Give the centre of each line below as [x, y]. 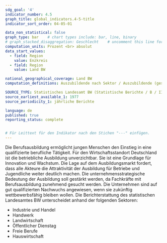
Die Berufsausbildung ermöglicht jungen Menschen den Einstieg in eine [78, 147]
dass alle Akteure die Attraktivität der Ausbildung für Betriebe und [73, 168]
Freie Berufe [25, 231]
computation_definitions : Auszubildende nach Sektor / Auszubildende [79, 83]
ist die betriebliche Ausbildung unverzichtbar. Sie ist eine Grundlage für [78, 158]
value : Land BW [30, 70]
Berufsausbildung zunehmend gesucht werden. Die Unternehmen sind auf [81, 184]
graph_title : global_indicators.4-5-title [50, 19]
